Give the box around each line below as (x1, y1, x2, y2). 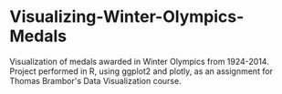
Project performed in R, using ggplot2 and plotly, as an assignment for (9, 66, 274, 77)
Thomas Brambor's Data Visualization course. (9, 75, 182, 86)
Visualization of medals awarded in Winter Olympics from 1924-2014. (9, 56, 269, 67)
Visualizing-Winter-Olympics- (9, 6, 245, 27)
